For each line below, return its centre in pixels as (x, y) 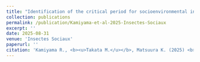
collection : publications (38, 17)
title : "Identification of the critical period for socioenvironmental (97, 12)
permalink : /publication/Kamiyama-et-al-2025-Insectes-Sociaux (86, 22)
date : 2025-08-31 (28, 34)
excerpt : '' (21, 28)
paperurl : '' (22, 45)
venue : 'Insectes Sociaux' (40, 39)
